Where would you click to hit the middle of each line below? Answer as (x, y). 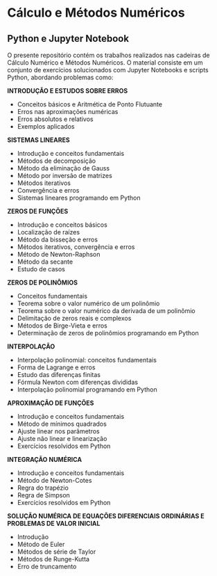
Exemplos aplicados (46, 126)
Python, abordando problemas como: (60, 77)
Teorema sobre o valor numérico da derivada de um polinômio (106, 311)
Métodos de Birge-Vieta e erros (62, 326)
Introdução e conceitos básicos (62, 225)
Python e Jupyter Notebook (68, 39)
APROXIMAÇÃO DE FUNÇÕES (51, 403)
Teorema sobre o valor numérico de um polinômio (88, 303)
